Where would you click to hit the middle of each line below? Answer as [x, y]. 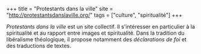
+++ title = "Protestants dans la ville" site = [60, 9]
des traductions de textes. [39, 46]
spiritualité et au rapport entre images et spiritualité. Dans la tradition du [96, 33]
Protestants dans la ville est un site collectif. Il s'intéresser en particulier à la [101, 27]
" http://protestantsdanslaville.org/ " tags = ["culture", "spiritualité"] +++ [94, 15]
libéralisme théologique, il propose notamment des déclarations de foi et [97, 39]
